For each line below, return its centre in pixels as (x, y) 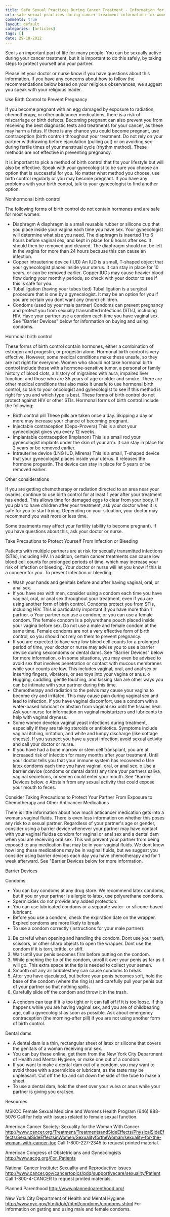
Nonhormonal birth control (33, 199)
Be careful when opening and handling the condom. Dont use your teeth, (88, 938)
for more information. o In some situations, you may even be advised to (87, 657)
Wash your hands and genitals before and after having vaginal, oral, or (86, 582)
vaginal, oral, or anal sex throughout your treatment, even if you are (83, 598)
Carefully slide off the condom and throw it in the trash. (70, 992)
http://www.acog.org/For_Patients (40, 1158)
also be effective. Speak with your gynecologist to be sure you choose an (82, 168)
